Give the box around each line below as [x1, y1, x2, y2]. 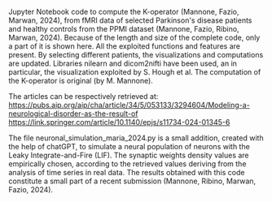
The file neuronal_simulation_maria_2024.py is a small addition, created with [8, 133, 264, 143]
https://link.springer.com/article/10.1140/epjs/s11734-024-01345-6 [8, 118, 230, 127]
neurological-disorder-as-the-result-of [8, 109, 138, 118]
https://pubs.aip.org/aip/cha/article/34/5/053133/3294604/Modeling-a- [8, 101, 250, 110]
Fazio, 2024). [8, 185, 54, 194]
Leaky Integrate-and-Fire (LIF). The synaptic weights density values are [8, 150, 250, 160]
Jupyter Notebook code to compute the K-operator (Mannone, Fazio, [8, 7, 239, 16]
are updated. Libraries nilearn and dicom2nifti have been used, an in [8, 58, 238, 68]
